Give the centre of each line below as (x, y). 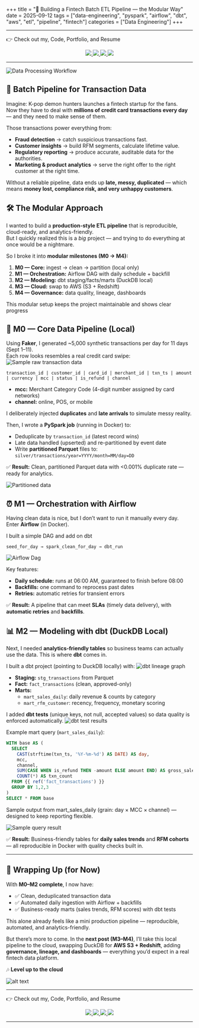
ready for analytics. (30, 474)
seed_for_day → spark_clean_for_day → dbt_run (65, 547)
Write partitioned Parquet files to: (56, 449)
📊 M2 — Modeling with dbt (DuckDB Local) (87, 631)
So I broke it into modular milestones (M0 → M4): (67, 256)
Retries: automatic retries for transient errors (70, 593)
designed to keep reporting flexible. (50, 816)
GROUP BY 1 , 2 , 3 (30, 787)
